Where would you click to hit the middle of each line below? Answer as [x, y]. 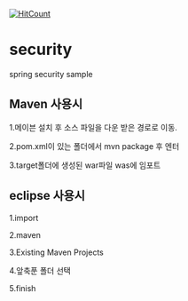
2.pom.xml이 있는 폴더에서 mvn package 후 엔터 [94, 146]
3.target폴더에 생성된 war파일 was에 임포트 [85, 165]
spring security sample [51, 74]
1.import [24, 218]
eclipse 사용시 [47, 196]
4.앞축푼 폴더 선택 [40, 270]
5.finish [23, 288]
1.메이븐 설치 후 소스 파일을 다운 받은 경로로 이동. [93, 127]
